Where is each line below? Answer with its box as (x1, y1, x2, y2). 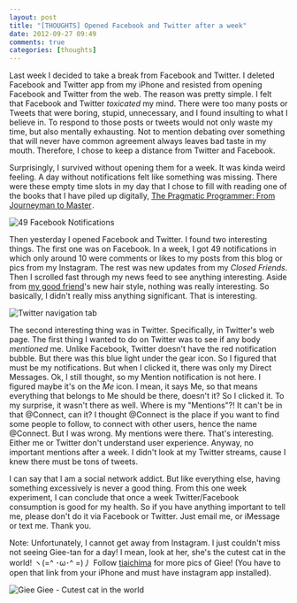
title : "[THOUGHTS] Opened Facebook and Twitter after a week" (9, 21, 247, 30)
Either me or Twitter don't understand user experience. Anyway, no (9, 438, 254, 448)
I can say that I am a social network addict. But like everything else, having (9, 474, 281, 485)
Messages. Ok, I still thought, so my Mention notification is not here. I (9, 372, 261, 383)
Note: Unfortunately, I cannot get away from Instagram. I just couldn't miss (9, 538, 281, 548)
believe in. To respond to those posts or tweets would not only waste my (9, 117, 273, 128)
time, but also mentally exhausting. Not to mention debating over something (9, 126, 286, 137)
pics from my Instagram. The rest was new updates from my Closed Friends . (9, 263, 288, 273)
